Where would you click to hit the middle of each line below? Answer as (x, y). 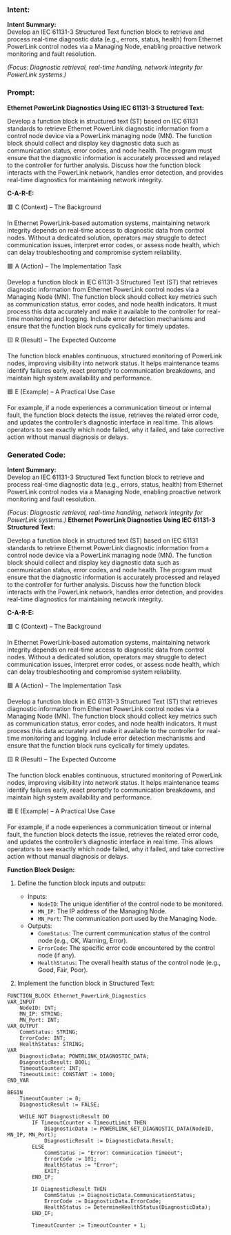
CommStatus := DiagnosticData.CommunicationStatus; (120, 1195)
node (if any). (57, 955)
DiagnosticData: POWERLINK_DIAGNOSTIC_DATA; (84, 1056)
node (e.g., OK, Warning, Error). (83, 940)
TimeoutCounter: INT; (50, 1068)
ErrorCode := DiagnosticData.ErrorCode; (103, 1201)
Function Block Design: (41, 869)
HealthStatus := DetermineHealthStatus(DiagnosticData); (128, 1207)
